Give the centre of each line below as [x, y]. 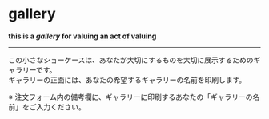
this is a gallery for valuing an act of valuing [82, 36]
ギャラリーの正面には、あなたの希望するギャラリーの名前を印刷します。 [127, 80]
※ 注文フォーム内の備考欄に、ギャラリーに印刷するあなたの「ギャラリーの [131, 97]
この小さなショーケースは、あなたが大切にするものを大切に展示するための [131, 60]
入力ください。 [60, 107]
